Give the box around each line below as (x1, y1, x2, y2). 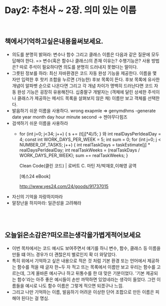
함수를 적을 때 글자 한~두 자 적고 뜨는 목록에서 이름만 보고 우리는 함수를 (17, 263, 156, 270)
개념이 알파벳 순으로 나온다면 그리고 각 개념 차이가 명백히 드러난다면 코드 (11, 82, 153, 88)
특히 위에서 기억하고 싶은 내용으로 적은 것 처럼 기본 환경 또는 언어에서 (11, 257, 147, 263)
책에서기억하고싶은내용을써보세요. (4, 37, 104, 45)
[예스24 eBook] (19, 173, 51, 179)
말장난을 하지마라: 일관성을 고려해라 (11, 199, 82, 205)
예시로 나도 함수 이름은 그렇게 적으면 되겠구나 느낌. (25, 282, 124, 288)
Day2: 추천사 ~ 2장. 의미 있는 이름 (4, 4, 137, 16)
